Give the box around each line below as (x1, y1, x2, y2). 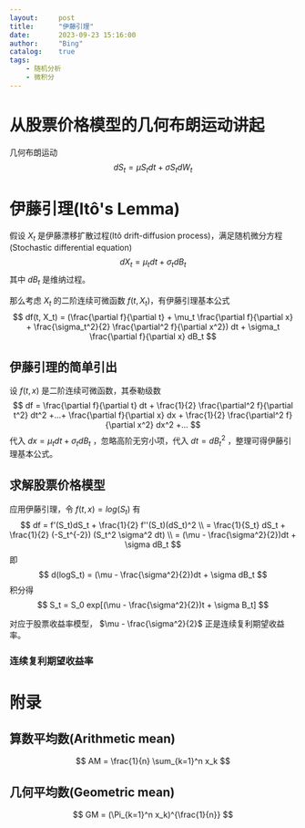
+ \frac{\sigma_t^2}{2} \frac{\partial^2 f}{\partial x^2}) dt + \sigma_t (25, 321, 280, 332)
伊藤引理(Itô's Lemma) (9, 198, 180, 219)
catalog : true (9, 47, 76, 57)
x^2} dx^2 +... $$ (137, 419, 201, 430)
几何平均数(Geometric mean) (9, 784, 176, 800)
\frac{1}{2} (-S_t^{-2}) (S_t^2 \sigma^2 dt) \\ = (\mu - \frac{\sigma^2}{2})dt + (9, 530, 297, 541)
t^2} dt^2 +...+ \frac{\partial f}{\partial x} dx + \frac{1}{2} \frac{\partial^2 (13, 409, 284, 420)
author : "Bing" (9, 38, 84, 48)
